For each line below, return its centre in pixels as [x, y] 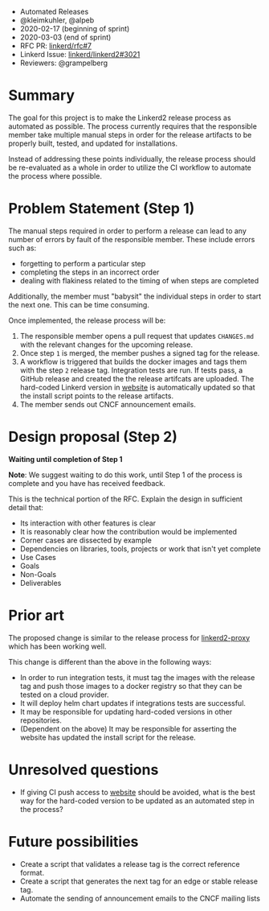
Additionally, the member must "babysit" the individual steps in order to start [135, 296]
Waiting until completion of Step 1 [65, 459]
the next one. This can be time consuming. [79, 304]
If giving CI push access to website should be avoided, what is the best [137, 792]
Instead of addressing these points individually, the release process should [132, 159]
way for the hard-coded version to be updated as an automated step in [137, 801]
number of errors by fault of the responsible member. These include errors [132, 239]
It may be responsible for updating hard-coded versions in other [126, 711]
